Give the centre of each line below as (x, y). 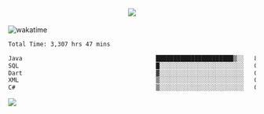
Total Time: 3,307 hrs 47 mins (59, 44)
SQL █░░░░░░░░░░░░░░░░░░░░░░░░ (126, 66)
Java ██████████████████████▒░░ (126, 58)
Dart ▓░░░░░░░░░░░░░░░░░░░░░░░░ (126, 73)
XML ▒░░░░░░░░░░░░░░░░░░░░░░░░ (126, 80)
